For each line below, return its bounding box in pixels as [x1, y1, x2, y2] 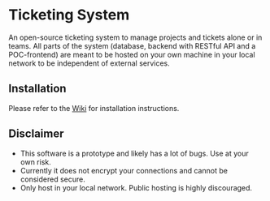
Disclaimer [8, 127, 64, 141]
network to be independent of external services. [8, 58, 171, 68]
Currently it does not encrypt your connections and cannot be [20, 165, 228, 175]
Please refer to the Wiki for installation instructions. [8, 103, 180, 113]
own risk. [20, 156, 51, 167]
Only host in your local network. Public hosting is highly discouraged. [20, 182, 253, 192]
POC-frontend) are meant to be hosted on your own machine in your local [8, 49, 255, 59]
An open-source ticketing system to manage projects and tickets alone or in [8, 32, 263, 42]
